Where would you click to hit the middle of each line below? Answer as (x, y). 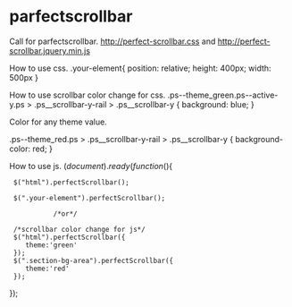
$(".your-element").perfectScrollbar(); (89, 198)
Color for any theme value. (58, 122)
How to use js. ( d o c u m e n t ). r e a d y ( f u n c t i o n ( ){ (91, 166)
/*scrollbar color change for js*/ (79, 229)
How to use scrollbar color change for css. (88, 95)
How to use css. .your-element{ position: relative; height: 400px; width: (140, 68)
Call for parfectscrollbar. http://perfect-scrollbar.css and (113, 41)
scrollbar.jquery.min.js (50, 50)
